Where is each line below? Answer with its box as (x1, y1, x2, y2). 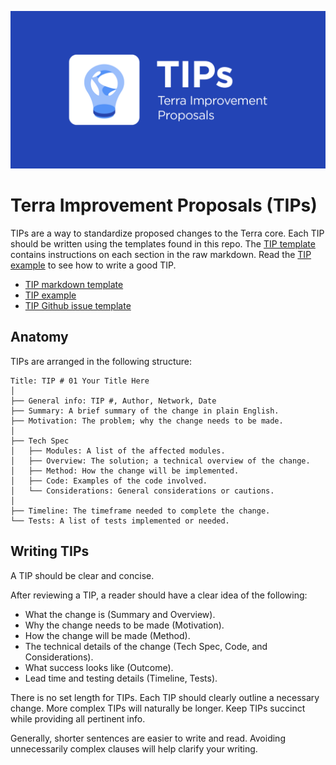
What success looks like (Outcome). (24, 661, 174, 673)
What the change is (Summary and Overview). (24, 608, 216, 620)
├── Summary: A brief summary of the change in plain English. (10, 406, 280, 416)
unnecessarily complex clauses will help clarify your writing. (10, 742, 258, 755)
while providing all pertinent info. (10, 712, 146, 725)
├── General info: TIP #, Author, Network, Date (10, 396, 217, 406)
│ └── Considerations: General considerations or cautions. (10, 486, 275, 496)
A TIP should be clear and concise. (10, 569, 155, 581)
